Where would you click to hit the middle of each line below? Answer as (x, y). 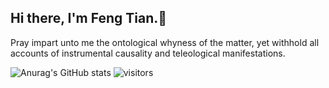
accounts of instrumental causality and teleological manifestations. (148, 53)
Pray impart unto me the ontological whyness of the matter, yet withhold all (165, 42)
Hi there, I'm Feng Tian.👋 (89, 18)
